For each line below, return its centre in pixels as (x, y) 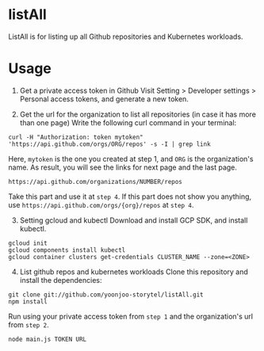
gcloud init (28, 243)
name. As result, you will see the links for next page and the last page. (123, 167)
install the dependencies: (61, 280)
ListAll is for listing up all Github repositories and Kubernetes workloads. (126, 36)
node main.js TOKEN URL (48, 339)
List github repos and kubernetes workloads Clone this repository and (134, 272)
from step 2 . (29, 324)
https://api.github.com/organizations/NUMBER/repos (95, 181)
